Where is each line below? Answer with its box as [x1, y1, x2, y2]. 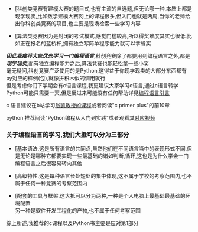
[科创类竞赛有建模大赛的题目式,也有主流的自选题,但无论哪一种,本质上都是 [14, 5, 193, 12]
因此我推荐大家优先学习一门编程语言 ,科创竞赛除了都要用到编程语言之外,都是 [6, 53, 191, 59]
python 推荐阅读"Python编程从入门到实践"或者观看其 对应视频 [6, 115, 155, 121]
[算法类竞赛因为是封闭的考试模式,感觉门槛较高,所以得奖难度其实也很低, [14, 32, 187, 40]
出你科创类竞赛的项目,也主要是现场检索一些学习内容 [14, 20, 141, 27]
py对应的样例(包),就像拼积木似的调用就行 [6, 74, 106, 81]
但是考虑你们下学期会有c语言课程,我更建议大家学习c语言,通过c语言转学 [6, 82, 179, 89]
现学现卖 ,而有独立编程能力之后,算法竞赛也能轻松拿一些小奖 [6, 60, 150, 67]
